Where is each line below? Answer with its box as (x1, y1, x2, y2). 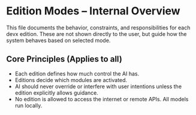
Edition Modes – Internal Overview (6, 4, 181, 18)
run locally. (14, 102, 43, 109)
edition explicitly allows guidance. (14, 89, 99, 96)
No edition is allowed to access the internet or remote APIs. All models (14, 95, 189, 102)
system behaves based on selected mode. (6, 37, 111, 44)
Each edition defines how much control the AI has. (14, 70, 140, 77)
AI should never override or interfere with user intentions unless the (14, 83, 182, 90)
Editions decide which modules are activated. (14, 76, 128, 83)
